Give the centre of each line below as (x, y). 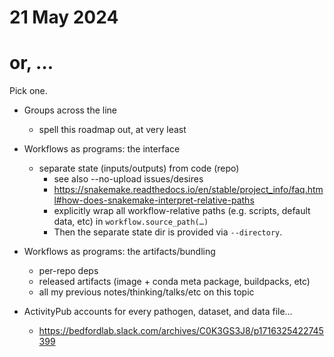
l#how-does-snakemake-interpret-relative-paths (154, 200)
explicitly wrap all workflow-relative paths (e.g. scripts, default (182, 211)
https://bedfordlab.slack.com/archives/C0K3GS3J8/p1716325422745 (181, 331)
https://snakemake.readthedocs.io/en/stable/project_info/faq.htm (188, 190)
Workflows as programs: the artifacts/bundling (119, 252)
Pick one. (28, 91)
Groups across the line (70, 110)
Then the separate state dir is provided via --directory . (168, 232)
